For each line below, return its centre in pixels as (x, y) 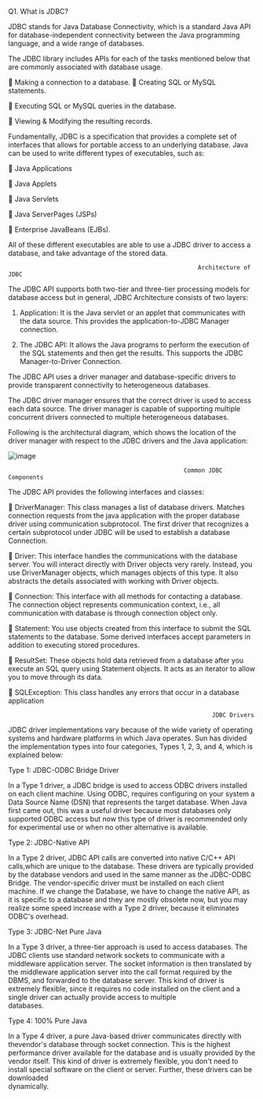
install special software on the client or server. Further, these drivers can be (130, 1069)
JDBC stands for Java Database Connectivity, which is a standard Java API (130, 26)
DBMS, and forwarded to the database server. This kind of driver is (117, 980)
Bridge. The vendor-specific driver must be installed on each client (117, 883)
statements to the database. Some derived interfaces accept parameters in (130, 637)
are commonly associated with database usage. (86, 67)
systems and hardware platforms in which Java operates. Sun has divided (128, 738)
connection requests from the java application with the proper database (124, 516)
